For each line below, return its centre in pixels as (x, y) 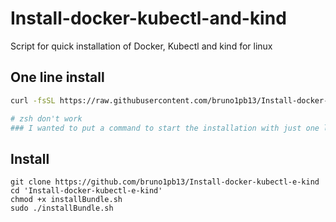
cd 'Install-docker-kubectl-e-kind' (86, 191)
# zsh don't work (46, 118)
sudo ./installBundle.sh (62, 208)
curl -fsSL (33, 100)
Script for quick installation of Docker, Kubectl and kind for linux (141, 46)
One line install (57, 77)
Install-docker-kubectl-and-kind (148, 18)
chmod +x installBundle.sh (66, 200)
